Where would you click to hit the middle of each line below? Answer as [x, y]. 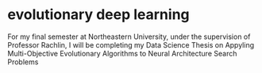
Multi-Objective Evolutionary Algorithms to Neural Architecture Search [122, 53]
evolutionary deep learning [98, 15]
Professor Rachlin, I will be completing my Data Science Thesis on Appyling [131, 44]
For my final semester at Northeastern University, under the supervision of [129, 36]
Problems [23, 62]
